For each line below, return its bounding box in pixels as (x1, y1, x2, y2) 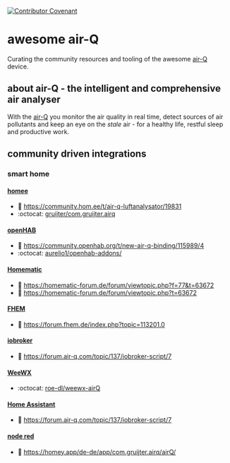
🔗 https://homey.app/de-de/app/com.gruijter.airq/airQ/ (17, 447, 176, 456)
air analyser (7, 94, 61, 106)
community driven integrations (7, 148, 147, 160)
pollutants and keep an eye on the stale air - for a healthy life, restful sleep (7, 120, 224, 128)
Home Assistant (7, 399, 56, 409)
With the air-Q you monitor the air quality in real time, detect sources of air (7, 112, 224, 121)
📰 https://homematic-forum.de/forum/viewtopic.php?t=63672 (17, 288, 198, 296)
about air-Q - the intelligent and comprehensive (7, 83, 221, 95)
